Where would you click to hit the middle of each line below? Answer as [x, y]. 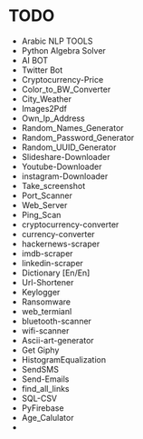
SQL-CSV [39, 398]
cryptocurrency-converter [70, 224]
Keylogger [41, 292]
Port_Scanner [47, 195]
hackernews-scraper [61, 244]
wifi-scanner [45, 330]
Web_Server [44, 205]
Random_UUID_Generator [69, 147]
